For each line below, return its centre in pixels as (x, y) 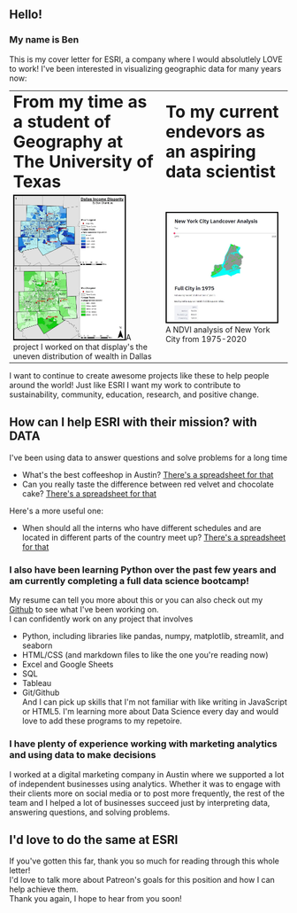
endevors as (215, 132)
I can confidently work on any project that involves (101, 619)
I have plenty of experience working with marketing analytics (144, 744)
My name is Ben (44, 40)
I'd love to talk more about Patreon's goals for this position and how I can (142, 880)
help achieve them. (44, 889)
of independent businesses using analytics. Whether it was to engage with (145, 784)
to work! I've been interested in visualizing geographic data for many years (145, 68)
